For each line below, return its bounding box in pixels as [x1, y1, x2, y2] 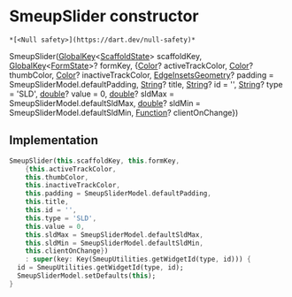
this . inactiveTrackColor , [25, 181, 121, 190]
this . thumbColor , [25, 172, 89, 182]
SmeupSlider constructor [9, 6, 199, 27]
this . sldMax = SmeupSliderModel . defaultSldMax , [25, 230, 204, 240]
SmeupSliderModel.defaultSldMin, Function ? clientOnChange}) [9, 107, 239, 118]
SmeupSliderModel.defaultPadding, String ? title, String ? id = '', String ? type [9, 79, 283, 89]
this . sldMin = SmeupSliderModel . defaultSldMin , [25, 239, 204, 247]
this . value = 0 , [25, 222, 86, 231]
